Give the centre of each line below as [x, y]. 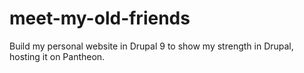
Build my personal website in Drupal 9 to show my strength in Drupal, [151, 46]
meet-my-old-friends [100, 18]
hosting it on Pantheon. [57, 56]
